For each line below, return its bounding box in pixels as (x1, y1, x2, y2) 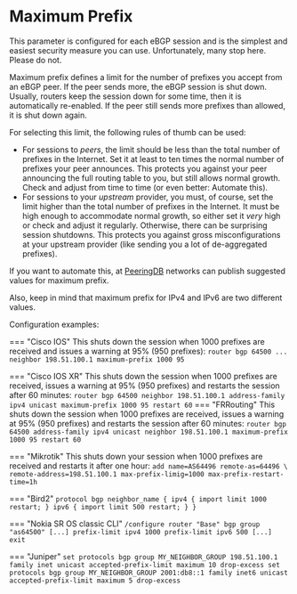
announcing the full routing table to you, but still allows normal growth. (21, 172, 281, 183)
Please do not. (9, 54, 62, 65)
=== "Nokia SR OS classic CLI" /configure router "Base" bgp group (9, 518, 261, 529)
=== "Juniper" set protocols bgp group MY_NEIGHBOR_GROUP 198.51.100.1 (9, 550, 278, 562)
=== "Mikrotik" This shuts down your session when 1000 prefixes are (9, 451, 263, 461)
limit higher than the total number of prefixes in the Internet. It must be (21, 200, 280, 211)
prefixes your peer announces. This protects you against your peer (21, 163, 268, 174)
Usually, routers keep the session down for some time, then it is (9, 91, 242, 102)
